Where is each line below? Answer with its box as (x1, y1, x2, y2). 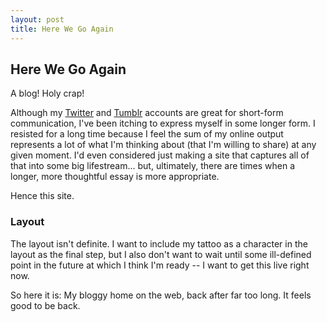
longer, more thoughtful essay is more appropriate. (10, 171, 220, 183)
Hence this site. (10, 190, 75, 202)
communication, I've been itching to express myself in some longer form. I (10, 117, 316, 130)
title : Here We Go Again (10, 24, 114, 34)
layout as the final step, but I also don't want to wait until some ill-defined (10, 248, 312, 260)
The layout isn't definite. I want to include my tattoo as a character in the (10, 237, 308, 250)
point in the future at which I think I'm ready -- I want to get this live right (10, 259, 310, 271)
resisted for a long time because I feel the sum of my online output (10, 128, 284, 140)
